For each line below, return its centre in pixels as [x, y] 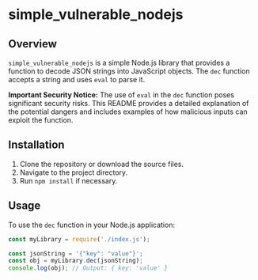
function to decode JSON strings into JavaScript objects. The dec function [129, 71]
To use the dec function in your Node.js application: [92, 225]
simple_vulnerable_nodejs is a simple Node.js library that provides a [119, 62]
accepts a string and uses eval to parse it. [77, 79]
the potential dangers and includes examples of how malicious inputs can [128, 112]
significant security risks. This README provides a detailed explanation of [129, 103]
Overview [33, 44]
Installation [36, 145]
